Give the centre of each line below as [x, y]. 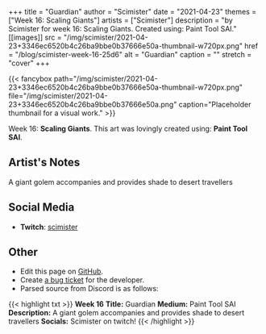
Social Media [42, 208]
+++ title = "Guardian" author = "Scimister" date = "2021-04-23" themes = [133, 12]
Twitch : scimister [49, 227]
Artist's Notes [44, 163]
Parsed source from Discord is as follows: [89, 289]
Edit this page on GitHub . [61, 271]
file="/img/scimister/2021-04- [58, 96]
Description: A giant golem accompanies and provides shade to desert [126, 313]
